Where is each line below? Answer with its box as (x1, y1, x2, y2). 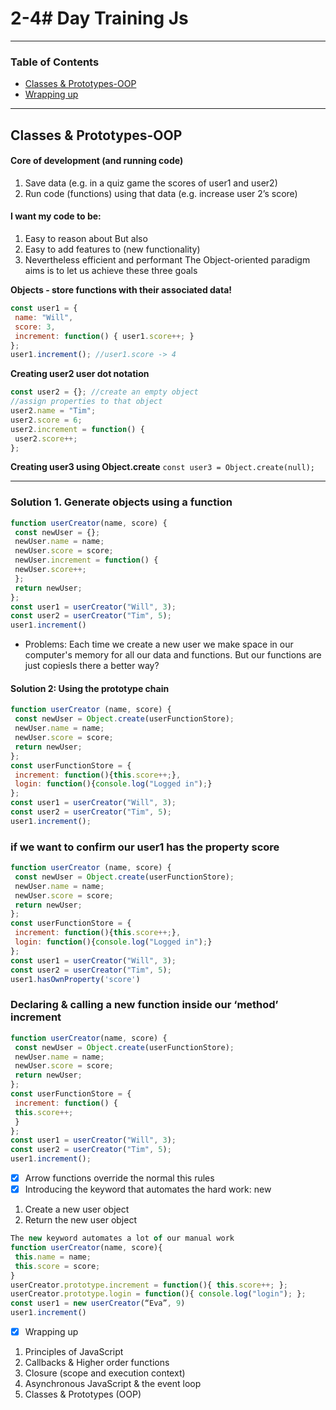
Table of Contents (10, 55, 100, 69)
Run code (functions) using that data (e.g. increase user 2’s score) (24, 187, 298, 199)
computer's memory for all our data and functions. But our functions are (24, 649, 322, 661)
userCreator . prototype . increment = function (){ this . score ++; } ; (10, 1280, 288, 1290)
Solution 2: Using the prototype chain (10, 682, 170, 694)
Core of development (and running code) (10, 155, 184, 167)
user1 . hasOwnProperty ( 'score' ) (10, 974, 141, 984)
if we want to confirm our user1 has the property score (10, 840, 280, 854)
